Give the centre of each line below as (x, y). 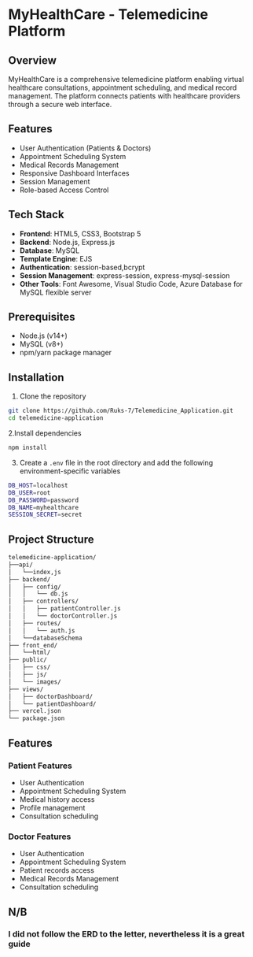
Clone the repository (53, 396)
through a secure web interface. (60, 104)
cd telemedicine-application (56, 418)
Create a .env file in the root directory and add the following (116, 462)
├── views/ (26, 689)
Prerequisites (42, 317)
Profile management (52, 807)
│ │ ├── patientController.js (65, 609)
